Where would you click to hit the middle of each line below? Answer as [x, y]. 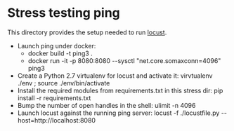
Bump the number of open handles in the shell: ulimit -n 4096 [106, 105]
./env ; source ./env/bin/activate [64, 83]
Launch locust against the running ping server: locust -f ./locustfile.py [118, 113]
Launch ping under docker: [57, 46]
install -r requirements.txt [54, 98]
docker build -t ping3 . [60, 53]
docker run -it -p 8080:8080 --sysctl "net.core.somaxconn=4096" [124, 60]
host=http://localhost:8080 [57, 120]
